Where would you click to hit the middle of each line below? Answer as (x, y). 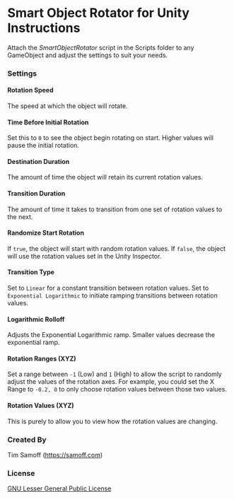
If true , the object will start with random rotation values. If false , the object (117, 248)
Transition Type (31, 272)
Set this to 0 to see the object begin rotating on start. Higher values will (111, 138)
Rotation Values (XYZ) (41, 406)
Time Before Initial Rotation (48, 122)
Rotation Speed (30, 90)
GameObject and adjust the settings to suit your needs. (88, 55)
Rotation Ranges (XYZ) (42, 358)
